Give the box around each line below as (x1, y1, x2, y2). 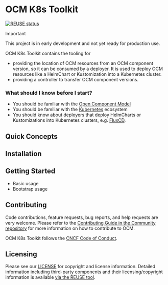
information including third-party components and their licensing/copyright (5, 269, 163, 275)
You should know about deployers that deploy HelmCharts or (12, 112, 141, 118)
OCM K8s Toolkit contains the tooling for (5, 50, 91, 56)
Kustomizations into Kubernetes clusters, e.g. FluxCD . (12, 117, 126, 123)
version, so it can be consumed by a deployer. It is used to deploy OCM (12, 65, 163, 72)
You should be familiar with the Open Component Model (12, 101, 131, 107)
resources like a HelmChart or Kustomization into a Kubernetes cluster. (12, 71, 162, 77)
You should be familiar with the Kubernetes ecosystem (12, 106, 128, 113)
